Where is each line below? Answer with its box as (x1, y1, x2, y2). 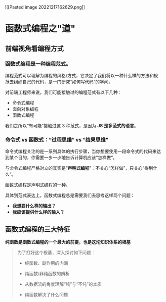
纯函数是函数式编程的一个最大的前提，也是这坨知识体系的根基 (5, 239, 131, 245)
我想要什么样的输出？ (12, 203, 56, 209)
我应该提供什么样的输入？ (12, 209, 65, 215)
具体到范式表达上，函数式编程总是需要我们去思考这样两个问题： (5, 193, 135, 199)
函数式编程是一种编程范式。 (5, 60, 71, 67)
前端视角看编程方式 (5, 44, 64, 52)
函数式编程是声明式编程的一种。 (5, 182, 70, 188)
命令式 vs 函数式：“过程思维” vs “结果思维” (5, 136, 109, 143)
